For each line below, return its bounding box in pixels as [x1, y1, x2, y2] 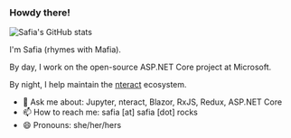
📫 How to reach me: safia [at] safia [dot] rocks [22, 106, 199, 118]
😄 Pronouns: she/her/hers [22, 120, 122, 131]
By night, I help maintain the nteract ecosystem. [9, 79, 187, 90]
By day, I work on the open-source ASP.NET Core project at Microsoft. [9, 61, 272, 73]
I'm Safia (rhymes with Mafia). [9, 44, 122, 55]
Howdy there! [9, 6, 70, 19]
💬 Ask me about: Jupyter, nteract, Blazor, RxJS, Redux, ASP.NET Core [22, 97, 283, 107]
